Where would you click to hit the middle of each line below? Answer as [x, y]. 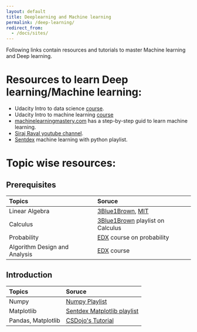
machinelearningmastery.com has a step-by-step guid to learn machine [101, 121]
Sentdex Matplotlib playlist [102, 311]
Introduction [29, 275]
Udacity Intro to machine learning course [64, 115]
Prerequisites [31, 185]
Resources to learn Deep [67, 80]
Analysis [21, 254]
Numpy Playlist [86, 301]
